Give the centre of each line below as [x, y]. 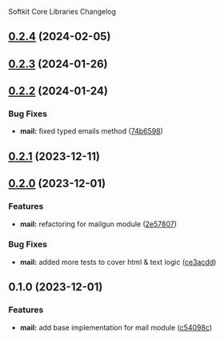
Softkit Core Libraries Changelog [62, 12]
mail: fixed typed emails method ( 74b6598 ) [92, 131]
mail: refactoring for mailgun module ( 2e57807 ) [98, 224]
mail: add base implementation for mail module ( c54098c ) [116, 327]
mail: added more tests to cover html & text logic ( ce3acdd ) [118, 262]
